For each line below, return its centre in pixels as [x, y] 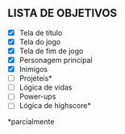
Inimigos [33, 69]
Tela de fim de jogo [51, 51]
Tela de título [41, 32]
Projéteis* [36, 78]
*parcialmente [31, 122]
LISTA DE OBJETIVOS [62, 13]
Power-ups [37, 97]
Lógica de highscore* [55, 106]
